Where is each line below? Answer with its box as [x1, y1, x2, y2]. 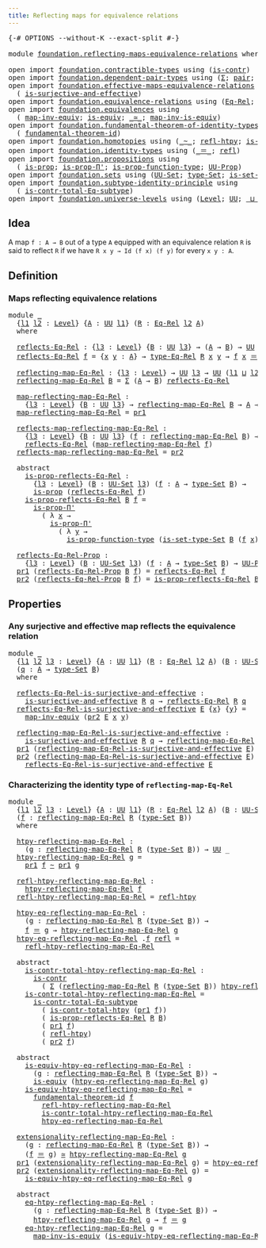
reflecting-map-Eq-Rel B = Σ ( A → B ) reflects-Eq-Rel [16, 376, 230, 386]
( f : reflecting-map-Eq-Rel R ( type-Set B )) [16, 813, 192, 822]
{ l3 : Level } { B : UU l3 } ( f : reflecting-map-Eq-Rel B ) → [25, 432, 259, 441]
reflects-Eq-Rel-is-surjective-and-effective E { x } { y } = [16, 704, 247, 713]
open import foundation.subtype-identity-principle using [8, 178, 238, 187]
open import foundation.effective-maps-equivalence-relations [8, 81, 255, 90]
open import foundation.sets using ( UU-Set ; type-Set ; [8, 170, 226, 179]
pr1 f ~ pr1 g [25, 861, 80, 870]
